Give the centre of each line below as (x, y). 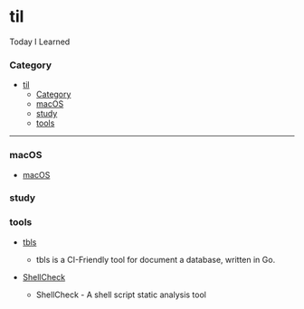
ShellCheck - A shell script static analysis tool (121, 295)
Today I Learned (40, 42)
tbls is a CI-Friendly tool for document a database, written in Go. (156, 259)
